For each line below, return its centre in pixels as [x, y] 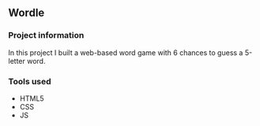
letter [17, 61]
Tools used [30, 81]
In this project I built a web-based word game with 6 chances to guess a [126, 52]
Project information [46, 35]
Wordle [26, 13]
